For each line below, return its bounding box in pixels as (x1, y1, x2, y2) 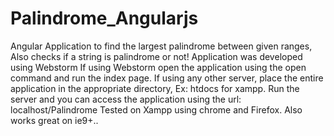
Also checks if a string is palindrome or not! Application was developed (10, 50, 303, 62)
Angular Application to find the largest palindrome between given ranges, (10, 40, 313, 52)
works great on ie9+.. (10, 114, 99, 126)
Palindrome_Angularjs (10, 7, 199, 30)
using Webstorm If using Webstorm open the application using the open (10, 61, 307, 73)
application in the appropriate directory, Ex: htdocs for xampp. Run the (10, 82, 300, 94)
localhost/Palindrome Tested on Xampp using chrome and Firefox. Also (10, 103, 303, 116)
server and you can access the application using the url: (10, 93, 242, 105)
